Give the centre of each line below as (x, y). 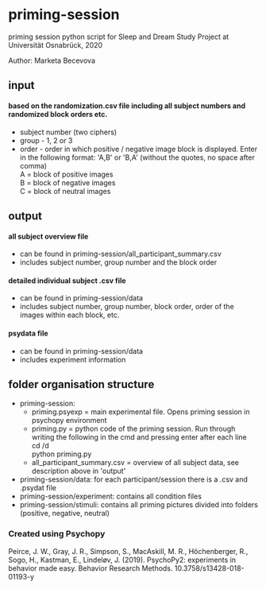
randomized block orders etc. (58, 114)
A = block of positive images (66, 174)
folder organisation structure (81, 384)
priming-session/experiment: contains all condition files (111, 496)
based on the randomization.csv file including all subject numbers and (127, 106)
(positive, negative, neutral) (64, 513)
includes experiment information (73, 359)
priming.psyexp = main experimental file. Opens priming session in (141, 412)
